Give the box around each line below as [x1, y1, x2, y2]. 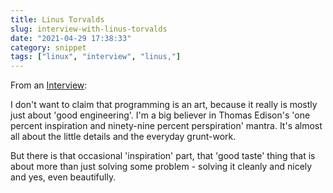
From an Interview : [10, 79, 88, 91]
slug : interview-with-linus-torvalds [10, 24, 168, 34]
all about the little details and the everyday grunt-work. [10, 131, 237, 143]
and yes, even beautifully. [10, 171, 117, 183]
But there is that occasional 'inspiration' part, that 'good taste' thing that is [10, 150, 316, 162]
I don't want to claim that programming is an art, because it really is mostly [10, 99, 318, 111]
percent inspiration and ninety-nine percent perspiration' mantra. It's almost [10, 120, 323, 132]
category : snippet [10, 42, 87, 53]
